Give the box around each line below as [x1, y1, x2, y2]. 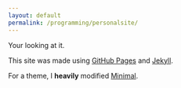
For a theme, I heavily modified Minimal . [8, 71, 139, 80]
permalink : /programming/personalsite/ [8, 19, 139, 27]
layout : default [8, 11, 61, 20]
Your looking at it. [8, 40, 65, 49]
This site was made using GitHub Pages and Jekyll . [8, 56, 174, 65]
